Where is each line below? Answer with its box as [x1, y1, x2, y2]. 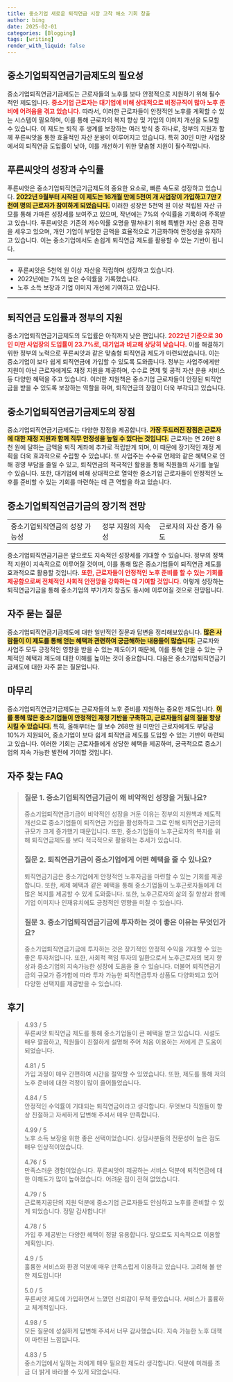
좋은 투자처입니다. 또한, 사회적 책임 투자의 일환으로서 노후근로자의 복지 [24, 953, 215, 962]
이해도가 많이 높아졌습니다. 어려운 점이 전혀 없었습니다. [31, 1174, 180, 1183]
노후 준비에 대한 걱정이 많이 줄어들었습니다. [24, 1078, 141, 1087]
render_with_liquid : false [7, 42, 85, 49]
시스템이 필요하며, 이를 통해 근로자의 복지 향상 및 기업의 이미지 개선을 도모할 [14, 115, 220, 124]
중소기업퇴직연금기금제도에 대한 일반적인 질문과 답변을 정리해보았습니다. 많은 [7, 628, 215, 636]
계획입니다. [24, 1239, 55, 1247]
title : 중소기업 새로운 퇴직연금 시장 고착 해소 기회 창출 [7, 10, 150, 17]
